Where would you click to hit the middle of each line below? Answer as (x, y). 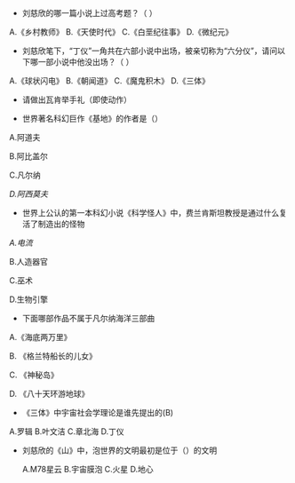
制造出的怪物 (61, 224)
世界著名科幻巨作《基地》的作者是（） (92, 119)
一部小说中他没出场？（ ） (86, 62)
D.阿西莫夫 (29, 194)
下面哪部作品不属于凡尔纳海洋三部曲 (88, 318)
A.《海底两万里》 (40, 337)
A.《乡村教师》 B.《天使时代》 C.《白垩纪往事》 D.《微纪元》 (121, 32)
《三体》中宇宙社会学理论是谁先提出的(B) (98, 412)
